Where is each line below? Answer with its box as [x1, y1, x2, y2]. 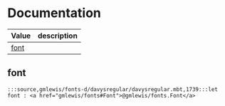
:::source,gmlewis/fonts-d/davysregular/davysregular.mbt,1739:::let [7, 85, 219, 93]
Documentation [7, 5, 102, 21]
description [38, 31, 78, 41]
